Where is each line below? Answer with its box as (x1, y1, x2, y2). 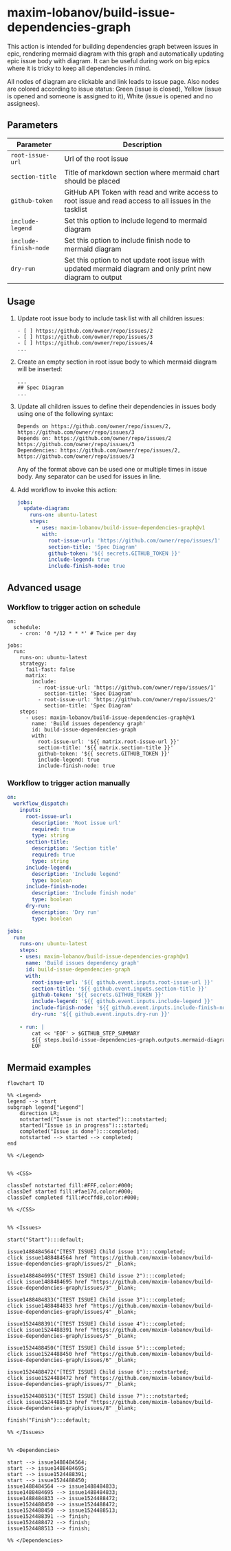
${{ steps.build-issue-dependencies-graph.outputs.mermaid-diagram (32, 1036, 229, 1043)
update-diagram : (23, 505, 70, 512)
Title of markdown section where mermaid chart (64, 167, 220, 177)
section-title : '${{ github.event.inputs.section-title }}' (32, 985, 208, 992)
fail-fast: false (25, 665, 76, 673)
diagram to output (64, 272, 122, 282)
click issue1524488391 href (7, 1327, 88, 1334)
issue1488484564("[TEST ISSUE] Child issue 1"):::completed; (7, 1248, 186, 1255)
